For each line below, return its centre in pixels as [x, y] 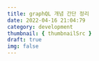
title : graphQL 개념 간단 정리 [48, 14]
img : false [23, 46]
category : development [40, 27]
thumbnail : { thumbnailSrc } [49, 33]
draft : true [24, 40]
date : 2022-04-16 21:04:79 [46, 20]
